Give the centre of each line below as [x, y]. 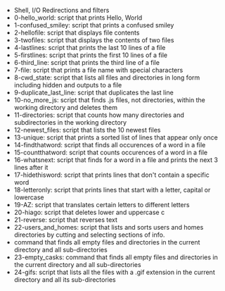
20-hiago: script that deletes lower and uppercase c [89, 212]
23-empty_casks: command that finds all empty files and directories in [116, 257]
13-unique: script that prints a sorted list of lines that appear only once [116, 137]
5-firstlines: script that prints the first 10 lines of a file [91, 55]
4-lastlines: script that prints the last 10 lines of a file [90, 48]
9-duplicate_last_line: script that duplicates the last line [94, 92]
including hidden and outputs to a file [68, 85]
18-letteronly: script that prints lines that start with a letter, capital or [112, 190]
